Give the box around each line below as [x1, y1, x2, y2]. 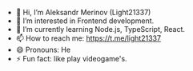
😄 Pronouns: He [15, 45, 70, 54]
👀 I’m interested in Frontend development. [15, 16, 155, 26]
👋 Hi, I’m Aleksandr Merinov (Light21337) [15, 8, 151, 17]
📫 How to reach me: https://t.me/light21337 [15, 34, 162, 43]
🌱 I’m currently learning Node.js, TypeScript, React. [15, 25, 186, 34]
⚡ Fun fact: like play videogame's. [15, 54, 127, 63]
